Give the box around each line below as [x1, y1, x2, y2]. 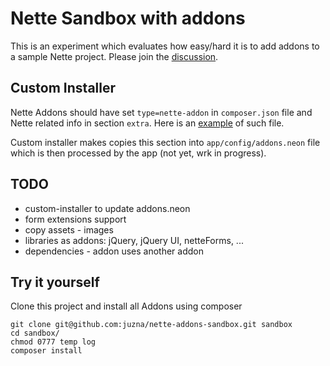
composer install [10, 346, 83, 356]
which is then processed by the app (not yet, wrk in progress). [10, 147, 267, 159]
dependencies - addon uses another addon [24, 245, 204, 257]
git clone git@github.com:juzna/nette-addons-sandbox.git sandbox [10, 320, 293, 330]
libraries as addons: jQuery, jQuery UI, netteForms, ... [24, 234, 244, 246]
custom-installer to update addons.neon [24, 202, 191, 214]
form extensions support [24, 213, 127, 225]
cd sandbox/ [10, 328, 60, 339]
